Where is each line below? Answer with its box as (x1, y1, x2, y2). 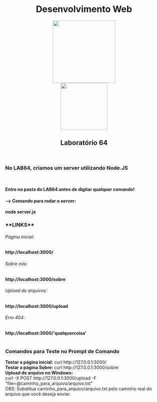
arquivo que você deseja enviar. (5, 391, 71, 397)
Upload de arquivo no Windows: (5, 370, 73, 376)
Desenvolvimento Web (35, 3, 132, 15)
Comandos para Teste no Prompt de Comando (5, 347, 120, 354)
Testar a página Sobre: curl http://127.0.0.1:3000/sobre (5, 364, 118, 370)
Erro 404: (5, 314, 25, 320)
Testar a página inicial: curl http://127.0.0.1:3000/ (5, 359, 106, 365)
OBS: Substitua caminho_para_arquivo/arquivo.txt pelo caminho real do (5, 386, 152, 392)
